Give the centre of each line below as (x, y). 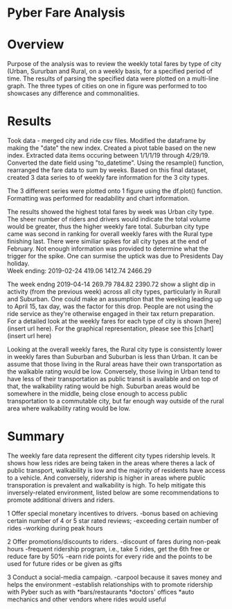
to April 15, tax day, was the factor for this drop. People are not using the (110, 306)
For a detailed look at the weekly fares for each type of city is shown (105, 322)
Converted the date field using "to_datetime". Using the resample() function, (116, 163)
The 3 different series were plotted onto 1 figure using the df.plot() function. (115, 191)
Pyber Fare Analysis (66, 13)
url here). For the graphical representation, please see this (110, 328)
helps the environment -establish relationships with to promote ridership (110, 584)
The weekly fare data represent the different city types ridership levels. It (111, 456)
